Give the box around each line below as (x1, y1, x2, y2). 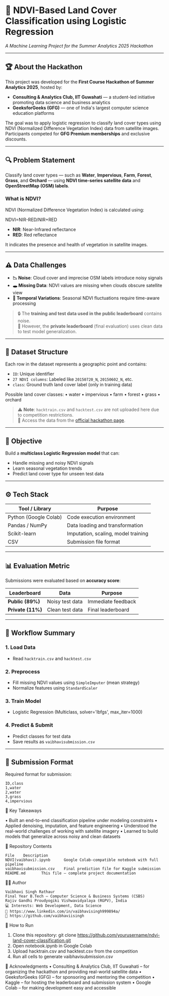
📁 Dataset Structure (5, 348, 68, 356)
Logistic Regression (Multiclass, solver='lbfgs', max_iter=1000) (12, 709, 143, 715)
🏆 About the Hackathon (5, 63, 83, 71)
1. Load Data (5, 644, 36, 651)
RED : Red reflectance (12, 232, 57, 238)
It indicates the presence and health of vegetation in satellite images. (5, 241, 148, 247)
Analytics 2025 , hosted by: (5, 84, 63, 90)
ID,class (5, 781, 24, 786)
